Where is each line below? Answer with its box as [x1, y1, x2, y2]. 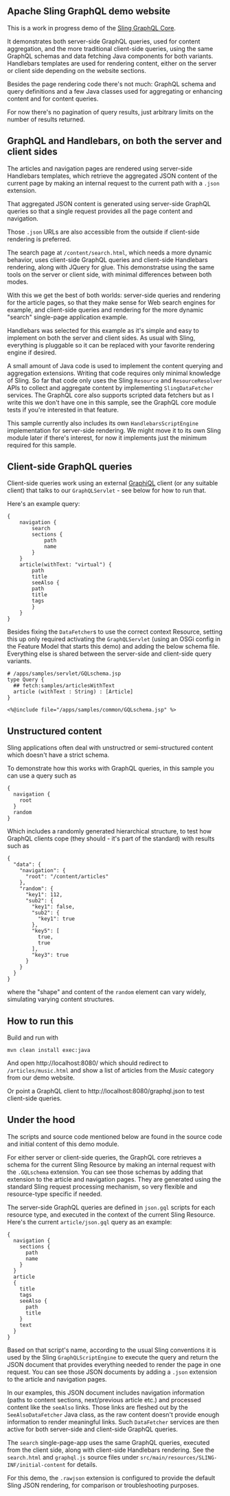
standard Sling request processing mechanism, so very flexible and [7, 1182, 198, 1191]
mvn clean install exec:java [7, 1047, 91, 1054]
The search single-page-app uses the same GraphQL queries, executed [7, 1438, 210, 1446]
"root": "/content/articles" [25, 873, 109, 880]
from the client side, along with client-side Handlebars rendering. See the [7, 1446, 215, 1454]
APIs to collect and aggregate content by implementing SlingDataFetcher [7, 383, 214, 392]
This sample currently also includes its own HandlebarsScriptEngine [7, 418, 199, 427]
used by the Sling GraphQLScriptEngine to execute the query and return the [7, 1353, 218, 1361]
